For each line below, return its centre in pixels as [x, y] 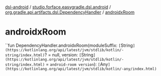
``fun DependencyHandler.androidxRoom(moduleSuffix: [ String [69, 45]
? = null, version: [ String [69, 55]
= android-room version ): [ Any [77, 64]
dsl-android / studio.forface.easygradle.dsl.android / [58, 7]
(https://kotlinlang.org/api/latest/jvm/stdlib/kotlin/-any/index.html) [81, 69]
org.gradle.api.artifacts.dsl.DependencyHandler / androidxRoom [70, 12]
